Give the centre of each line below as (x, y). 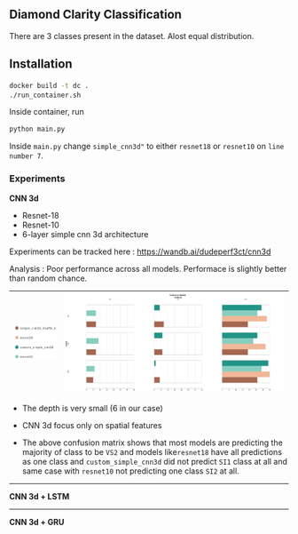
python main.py (37, 129)
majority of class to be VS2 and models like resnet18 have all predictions (152, 451)
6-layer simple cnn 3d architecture (85, 234)
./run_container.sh (45, 95)
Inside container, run (47, 112)
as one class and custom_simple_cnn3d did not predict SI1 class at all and (155, 461)
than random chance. (48, 278)
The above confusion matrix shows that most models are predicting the (153, 442)
